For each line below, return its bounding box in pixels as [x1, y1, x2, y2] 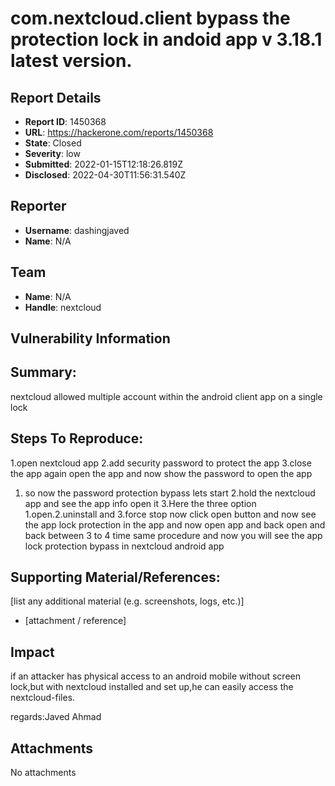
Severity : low [24, 148, 81, 159]
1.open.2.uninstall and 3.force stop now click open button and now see [24, 508, 317, 520]
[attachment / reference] [24, 615, 127, 627]
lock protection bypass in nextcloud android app [24, 540, 225, 552]
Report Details [10, 89, 102, 106]
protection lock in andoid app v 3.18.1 [10, 28, 323, 51]
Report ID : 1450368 [24, 116, 107, 127]
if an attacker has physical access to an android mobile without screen [10, 670, 302, 682]
